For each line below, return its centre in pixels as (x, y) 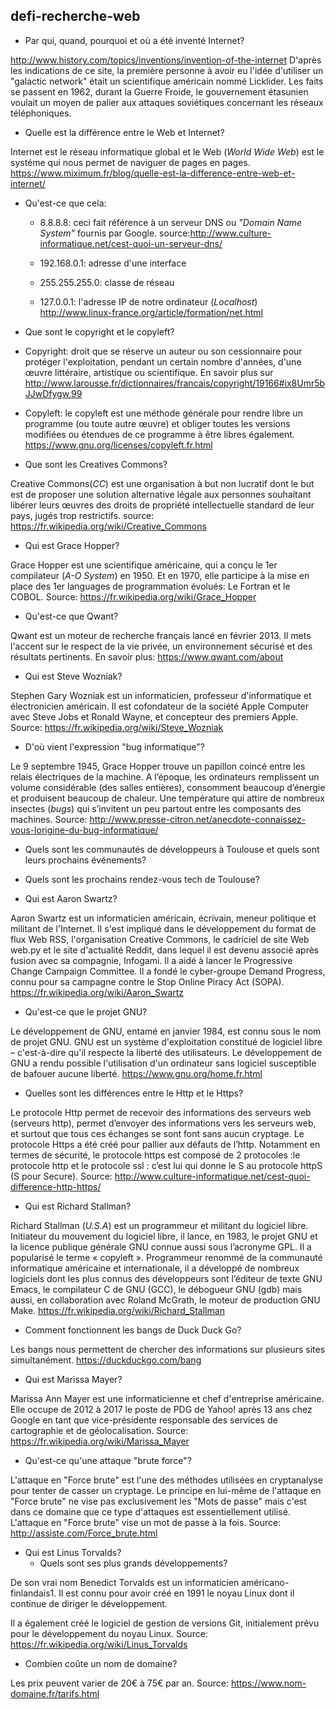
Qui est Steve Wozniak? (73, 676)
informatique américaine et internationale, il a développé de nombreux (155, 1268)
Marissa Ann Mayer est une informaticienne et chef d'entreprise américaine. (167, 1398)
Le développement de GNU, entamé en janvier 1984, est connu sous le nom (166, 1031)
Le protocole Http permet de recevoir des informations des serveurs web (161, 1112)
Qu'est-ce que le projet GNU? (86, 1011)
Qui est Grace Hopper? (72, 545)
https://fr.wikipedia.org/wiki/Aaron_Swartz (97, 992)
